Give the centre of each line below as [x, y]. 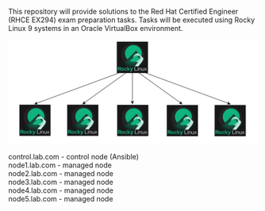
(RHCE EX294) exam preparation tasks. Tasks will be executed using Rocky [132, 20]
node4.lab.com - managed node [61, 190]
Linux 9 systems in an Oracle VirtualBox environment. [96, 28]
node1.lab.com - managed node [60, 165]
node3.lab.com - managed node [61, 182]
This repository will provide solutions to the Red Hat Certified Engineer [123, 12]
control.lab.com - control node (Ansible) [74, 156]
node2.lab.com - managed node [61, 173]
